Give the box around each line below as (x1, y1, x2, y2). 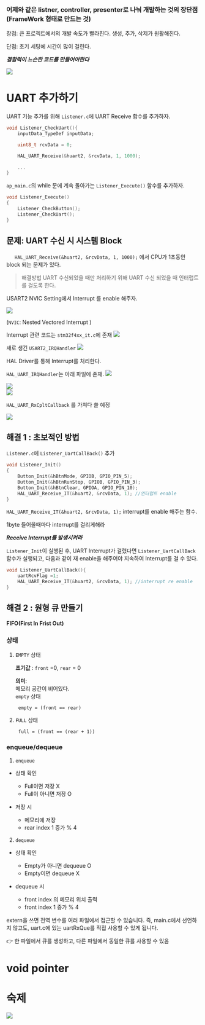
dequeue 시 (15, 883, 45, 890)
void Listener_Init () (6, 462, 62, 468)
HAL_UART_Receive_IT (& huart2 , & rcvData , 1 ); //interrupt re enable (17, 579, 193, 585)
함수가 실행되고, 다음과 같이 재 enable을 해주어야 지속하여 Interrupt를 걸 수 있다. (6, 555, 198, 562)
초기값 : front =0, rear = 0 (15, 664, 81, 672)
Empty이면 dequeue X (24, 870, 80, 877)
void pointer (6, 961, 69, 975)
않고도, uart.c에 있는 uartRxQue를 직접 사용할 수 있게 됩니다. (12, 924, 158, 932)
